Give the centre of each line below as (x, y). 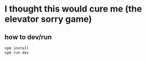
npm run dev (17, 52)
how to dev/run (28, 37)
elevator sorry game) (48, 19)
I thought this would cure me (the (73, 9)
